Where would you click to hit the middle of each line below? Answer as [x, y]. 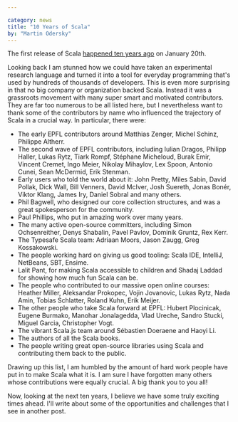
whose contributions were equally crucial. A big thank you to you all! [108, 382]
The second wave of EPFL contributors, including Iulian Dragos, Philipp [122, 149]
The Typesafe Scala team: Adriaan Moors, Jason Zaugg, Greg [108, 240]
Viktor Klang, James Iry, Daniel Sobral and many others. [99, 195]
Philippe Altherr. [41, 142]
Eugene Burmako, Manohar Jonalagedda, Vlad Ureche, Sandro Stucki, [121, 316]
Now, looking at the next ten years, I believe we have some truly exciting [113, 396]
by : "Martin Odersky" [40, 33]
